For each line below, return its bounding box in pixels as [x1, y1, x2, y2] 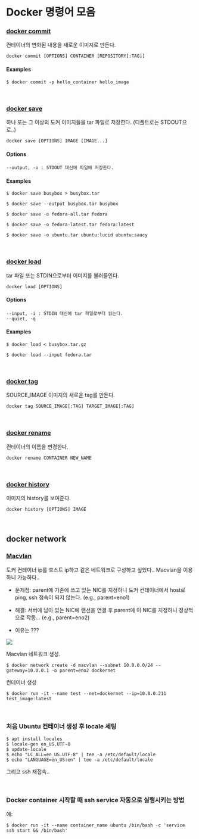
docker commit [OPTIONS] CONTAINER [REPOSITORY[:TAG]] [6, 53, 145, 60]
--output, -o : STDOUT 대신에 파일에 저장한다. [6, 165, 114, 171]
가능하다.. [17, 573, 40, 581]
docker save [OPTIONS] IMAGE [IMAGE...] [6, 138, 108, 144]
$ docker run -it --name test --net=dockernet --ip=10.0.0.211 [6, 690, 167, 697]
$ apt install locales [6, 736, 63, 742]
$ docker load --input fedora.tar [6, 352, 92, 358]
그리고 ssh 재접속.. [6, 768, 50, 775]
